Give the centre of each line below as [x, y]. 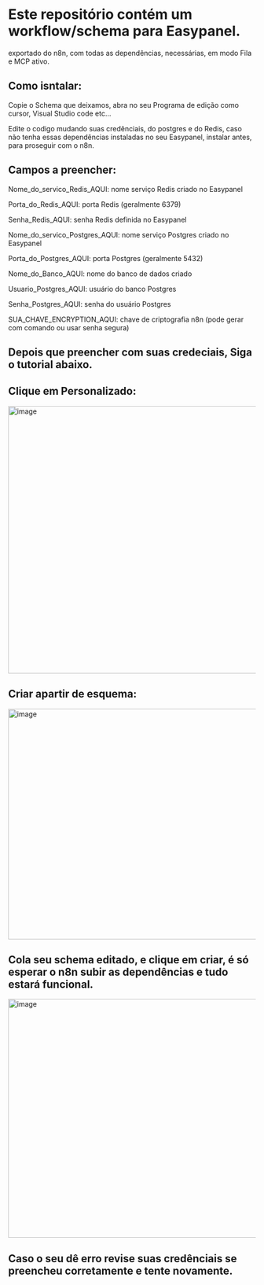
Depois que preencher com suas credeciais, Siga [130, 352]
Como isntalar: [45, 86]
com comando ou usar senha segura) [69, 327]
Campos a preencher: [62, 170]
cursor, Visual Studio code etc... [60, 113]
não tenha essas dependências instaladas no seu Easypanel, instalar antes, [130, 137]
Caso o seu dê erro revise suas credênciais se [123, 1259]
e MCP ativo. [29, 61]
